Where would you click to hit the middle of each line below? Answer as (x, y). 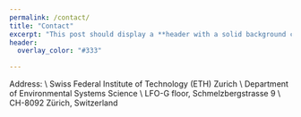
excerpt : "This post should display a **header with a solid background (148, 34)
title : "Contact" (42, 26)
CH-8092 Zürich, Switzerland (64, 103)
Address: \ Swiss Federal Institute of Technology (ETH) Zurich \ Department (149, 84)
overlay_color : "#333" (60, 51)
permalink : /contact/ (50, 17)
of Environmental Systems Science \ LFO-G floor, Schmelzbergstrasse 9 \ (145, 94)
